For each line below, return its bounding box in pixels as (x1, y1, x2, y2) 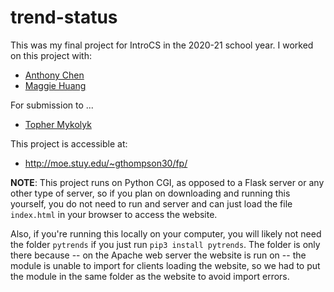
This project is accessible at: (10, 137, 128, 150)
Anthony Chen (24, 69, 85, 81)
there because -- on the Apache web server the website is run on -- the (10, 249, 307, 261)
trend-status (10, 6, 118, 29)
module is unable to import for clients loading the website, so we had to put (10, 259, 321, 271)
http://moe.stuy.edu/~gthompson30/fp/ (24, 157, 188, 169)
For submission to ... (10, 99, 94, 111)
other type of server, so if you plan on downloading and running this (10, 187, 291, 199)
